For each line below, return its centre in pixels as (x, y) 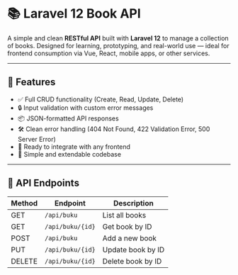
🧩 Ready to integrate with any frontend (74, 147)
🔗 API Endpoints (44, 183)
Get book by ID (127, 226)
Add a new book (130, 238)
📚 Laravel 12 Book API (74, 14)
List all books (124, 215)
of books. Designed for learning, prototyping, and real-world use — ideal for (119, 45)
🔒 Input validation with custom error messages (85, 108)
